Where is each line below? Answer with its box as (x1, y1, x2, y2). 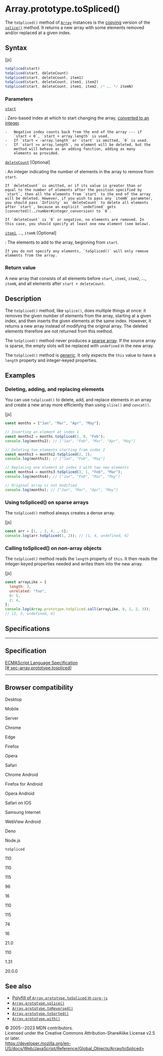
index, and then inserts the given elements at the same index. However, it (5, 318, 151, 324)
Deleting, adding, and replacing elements (5, 386, 104, 393)
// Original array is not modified (5, 483, 77, 488)
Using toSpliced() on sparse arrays (5, 499, 89, 506)
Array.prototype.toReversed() (12, 1006, 74, 1011)
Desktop (5, 696, 22, 702)
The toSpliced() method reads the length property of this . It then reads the (5, 556, 158, 561)
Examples (5, 371, 35, 379)
